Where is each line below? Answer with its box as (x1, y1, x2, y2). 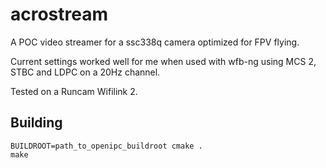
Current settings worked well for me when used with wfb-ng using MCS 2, (10, 55, 317, 67)
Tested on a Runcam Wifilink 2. (10, 85, 138, 97)
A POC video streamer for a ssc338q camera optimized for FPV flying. (10, 36, 300, 48)
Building (10, 114, 63, 132)
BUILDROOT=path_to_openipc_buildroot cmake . (10, 141, 203, 151)
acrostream (10, 3, 109, 26)
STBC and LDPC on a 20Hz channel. (10, 66, 161, 78)
